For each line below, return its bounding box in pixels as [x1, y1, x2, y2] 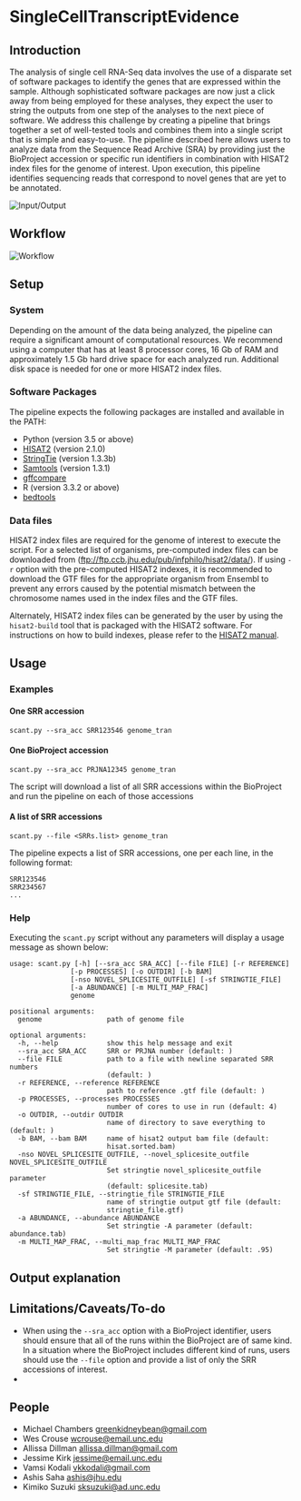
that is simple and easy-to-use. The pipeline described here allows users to [9, 134, 291, 144]
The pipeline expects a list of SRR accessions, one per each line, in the [9, 847, 274, 859]
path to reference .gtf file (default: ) [106, 1087, 266, 1096]
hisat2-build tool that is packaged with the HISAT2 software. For [9, 620, 253, 631]
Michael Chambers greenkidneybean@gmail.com [22, 1424, 208, 1435]
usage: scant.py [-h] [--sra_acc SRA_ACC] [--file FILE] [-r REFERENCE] [9, 960, 290, 969]
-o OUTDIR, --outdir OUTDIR [17, 1111, 124, 1120]
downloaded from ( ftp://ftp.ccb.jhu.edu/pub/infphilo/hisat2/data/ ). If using [9, 554, 286, 565]
